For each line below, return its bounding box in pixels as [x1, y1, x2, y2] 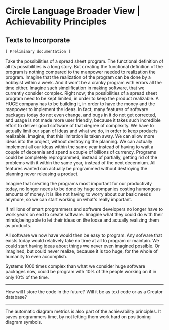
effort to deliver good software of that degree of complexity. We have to [5, 123, 154, 128]
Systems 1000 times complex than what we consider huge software [5, 263, 146, 269]
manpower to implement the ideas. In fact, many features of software [5, 106, 148, 112]
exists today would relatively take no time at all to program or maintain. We [5, 238, 159, 243]
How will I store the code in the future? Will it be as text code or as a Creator [5, 289, 163, 295]
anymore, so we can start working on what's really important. [5, 197, 132, 202]
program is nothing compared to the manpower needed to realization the [5, 69, 156, 75]
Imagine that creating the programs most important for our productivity [5, 181, 152, 186]
